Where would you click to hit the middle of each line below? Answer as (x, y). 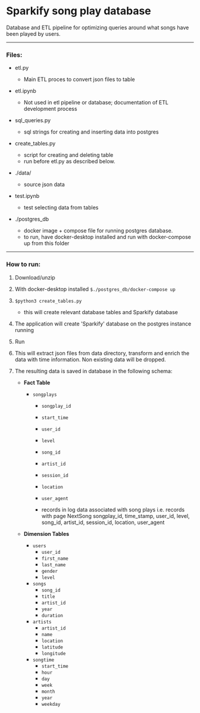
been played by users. (33, 33)
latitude (52, 647)
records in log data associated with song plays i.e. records (113, 509)
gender (50, 571)
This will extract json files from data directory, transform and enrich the (102, 353)
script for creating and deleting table (68, 155)
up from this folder (46, 243)
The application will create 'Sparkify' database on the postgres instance (103, 324)
